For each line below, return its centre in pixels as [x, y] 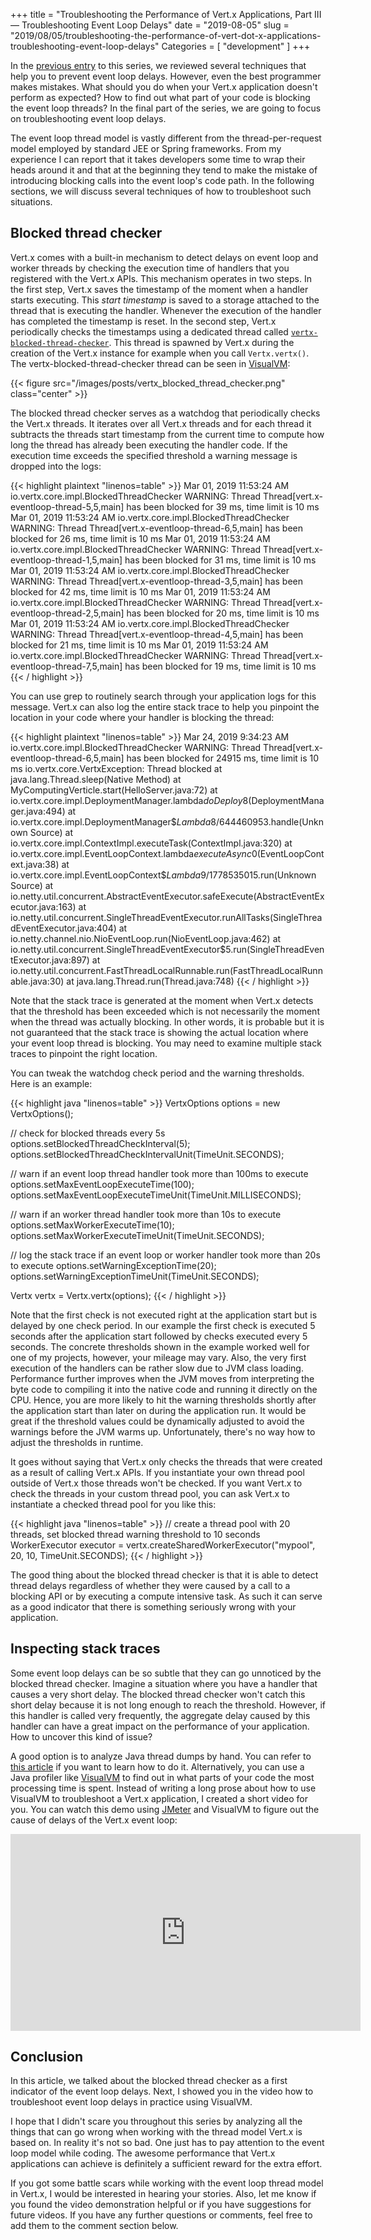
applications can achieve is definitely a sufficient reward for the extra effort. [166, 2164]
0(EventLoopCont [288, 853]
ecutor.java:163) [43, 906]
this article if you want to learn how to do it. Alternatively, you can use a [157, 1766]
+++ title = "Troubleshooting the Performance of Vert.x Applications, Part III [166, 14]
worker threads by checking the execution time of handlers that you [150, 268]
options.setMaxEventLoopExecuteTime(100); [102, 1184]
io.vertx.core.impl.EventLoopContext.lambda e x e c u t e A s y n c [131, 853]
